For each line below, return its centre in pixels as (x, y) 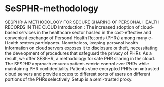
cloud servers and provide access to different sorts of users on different (78, 74)
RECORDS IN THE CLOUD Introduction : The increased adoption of (72, 27)
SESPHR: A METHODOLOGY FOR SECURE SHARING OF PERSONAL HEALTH (82, 22)
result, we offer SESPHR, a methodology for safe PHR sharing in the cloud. (80, 58)
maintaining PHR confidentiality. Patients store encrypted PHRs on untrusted (82, 68)
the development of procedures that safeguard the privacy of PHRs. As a (79, 53)
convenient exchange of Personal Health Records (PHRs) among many (76, 38)
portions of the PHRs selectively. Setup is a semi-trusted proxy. (69, 79)
